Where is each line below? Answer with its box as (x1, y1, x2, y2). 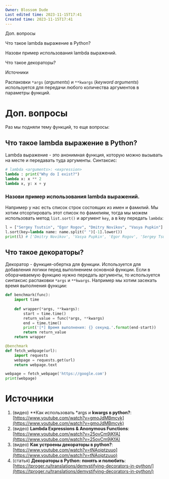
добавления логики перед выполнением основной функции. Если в (5, 267, 150, 273)
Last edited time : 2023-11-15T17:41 (5, 12, 82, 17)
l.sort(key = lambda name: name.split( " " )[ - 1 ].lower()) (5, 229, 123, 234)
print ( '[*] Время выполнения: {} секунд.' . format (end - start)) (23, 325, 156, 330)
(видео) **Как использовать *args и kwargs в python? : (12, 410, 132, 416)
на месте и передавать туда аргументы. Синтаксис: (5, 157, 117, 163)
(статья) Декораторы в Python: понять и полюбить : (12, 458, 126, 464)
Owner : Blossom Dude (5, 7, 49, 13)
